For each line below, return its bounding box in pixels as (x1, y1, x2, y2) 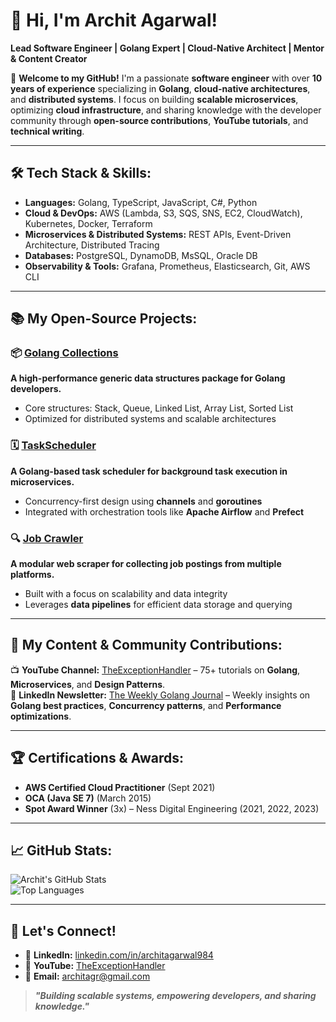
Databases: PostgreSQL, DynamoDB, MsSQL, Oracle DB (24, 249, 258, 261)
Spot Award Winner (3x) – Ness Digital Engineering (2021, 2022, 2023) (24, 802, 320, 814)
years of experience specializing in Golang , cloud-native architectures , (10, 82, 311, 94)
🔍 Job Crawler (10, 531, 84, 545)
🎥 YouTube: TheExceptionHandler (24, 960, 166, 972)
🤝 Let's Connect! (10, 922, 117, 939)
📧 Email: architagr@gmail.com (24, 970, 151, 983)
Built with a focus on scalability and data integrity (24, 588, 228, 600)
